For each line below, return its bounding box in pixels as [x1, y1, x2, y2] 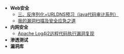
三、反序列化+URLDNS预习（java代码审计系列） [17, 11, 119, 17]
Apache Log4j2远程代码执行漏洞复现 [17, 31, 95, 36]
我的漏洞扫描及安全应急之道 [17, 18, 76, 23]
